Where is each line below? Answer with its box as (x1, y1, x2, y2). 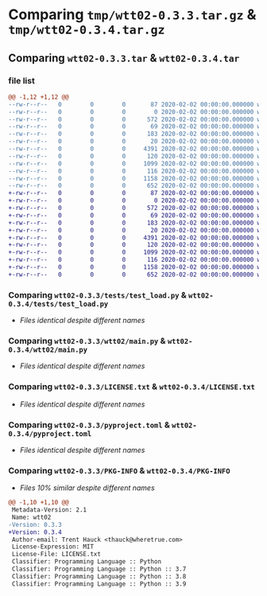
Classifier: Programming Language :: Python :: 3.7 (11, 565, 187, 574)
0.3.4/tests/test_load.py (8, 299, 109, 308)
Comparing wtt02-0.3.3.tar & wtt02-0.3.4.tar (8, 51, 240, 64)
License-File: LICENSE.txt (11, 551, 102, 559)
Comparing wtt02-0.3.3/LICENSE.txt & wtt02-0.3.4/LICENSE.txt (8, 381, 256, 392)
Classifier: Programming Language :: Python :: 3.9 (11, 579, 187, 588)
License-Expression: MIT (11, 543, 94, 551)
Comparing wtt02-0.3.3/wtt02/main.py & (8, 335, 166, 346)
